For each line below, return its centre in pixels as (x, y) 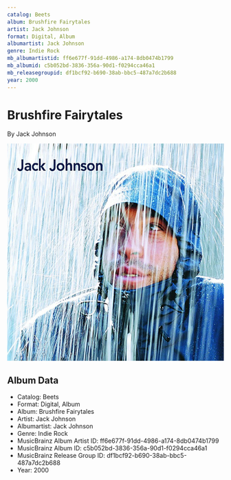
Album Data (33, 380)
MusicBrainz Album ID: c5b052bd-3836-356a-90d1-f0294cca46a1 (112, 448)
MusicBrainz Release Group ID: (61, 456)
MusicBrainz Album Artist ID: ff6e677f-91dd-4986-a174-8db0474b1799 (118, 441)
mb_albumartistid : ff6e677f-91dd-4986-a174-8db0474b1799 (90, 59)
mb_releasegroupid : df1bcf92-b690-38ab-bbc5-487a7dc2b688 (92, 72)
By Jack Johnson (32, 134)
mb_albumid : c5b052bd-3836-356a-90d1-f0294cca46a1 (81, 66)
